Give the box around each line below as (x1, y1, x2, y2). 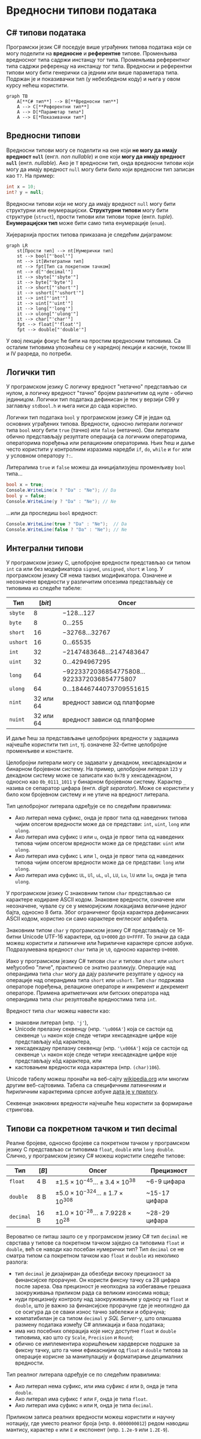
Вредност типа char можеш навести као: (6, 1007, 111, 1015)
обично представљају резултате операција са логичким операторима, (6, 433, 187, 440)
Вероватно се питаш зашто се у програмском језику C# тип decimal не (6, 1232, 188, 1240)
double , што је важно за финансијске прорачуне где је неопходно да (14, 1302, 190, 1309)
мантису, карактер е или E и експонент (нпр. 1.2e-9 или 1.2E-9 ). (6, 1426, 169, 1433)
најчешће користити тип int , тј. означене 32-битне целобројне (6, 741, 167, 748)
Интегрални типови (6, 543, 84, 554)
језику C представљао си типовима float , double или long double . (6, 1146, 175, 1153)
